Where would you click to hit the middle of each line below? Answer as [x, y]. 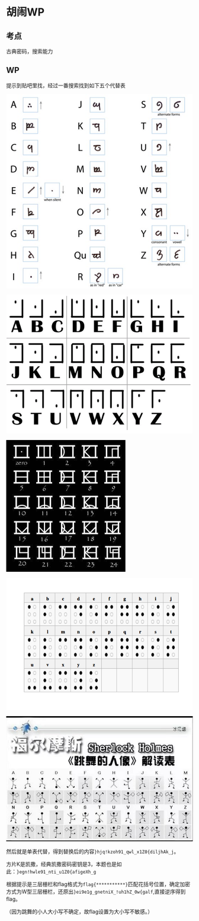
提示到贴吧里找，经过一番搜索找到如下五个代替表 [66, 85]
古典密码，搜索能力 [30, 51]
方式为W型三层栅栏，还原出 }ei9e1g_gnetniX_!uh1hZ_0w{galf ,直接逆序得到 [96, 891]
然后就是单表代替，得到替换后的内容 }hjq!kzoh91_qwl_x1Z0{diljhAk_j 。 [93, 851]
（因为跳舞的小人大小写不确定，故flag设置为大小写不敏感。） [80, 911]
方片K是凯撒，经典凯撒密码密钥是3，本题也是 [62, 864]
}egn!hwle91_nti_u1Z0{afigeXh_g [57, 872]
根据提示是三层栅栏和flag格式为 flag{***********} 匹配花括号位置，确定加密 [98, 884]
